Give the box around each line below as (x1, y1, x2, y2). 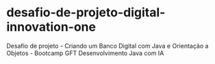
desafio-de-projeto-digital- (6, 5, 166, 20)
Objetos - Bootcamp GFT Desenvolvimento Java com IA (6, 49, 164, 57)
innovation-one (6, 19, 97, 35)
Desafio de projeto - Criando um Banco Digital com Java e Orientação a (6, 42, 209, 50)
